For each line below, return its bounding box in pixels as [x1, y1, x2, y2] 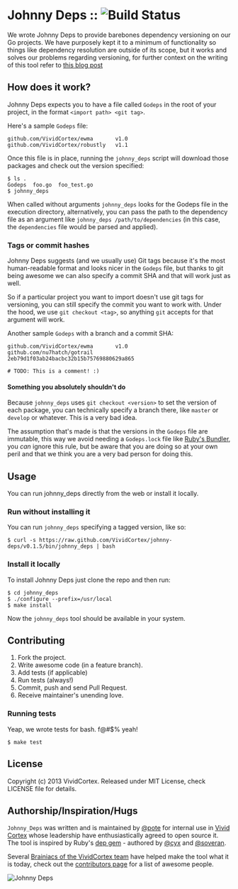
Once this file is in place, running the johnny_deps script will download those [7, 153, 229, 162]
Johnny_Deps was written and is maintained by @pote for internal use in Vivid [7, 824, 230, 832]
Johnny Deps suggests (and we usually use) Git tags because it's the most [7, 256, 225, 265]
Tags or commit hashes [7, 240, 90, 250]
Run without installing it [7, 507, 91, 517]
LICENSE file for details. [7, 784, 77, 793]
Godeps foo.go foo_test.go [7, 181, 93, 188]
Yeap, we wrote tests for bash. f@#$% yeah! [7, 724, 138, 734]
